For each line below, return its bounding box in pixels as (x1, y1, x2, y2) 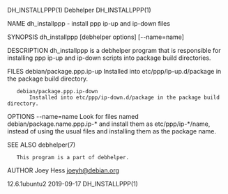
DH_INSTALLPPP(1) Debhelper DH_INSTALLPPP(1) (7, 6, 151, 14)
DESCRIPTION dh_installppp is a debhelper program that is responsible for (7, 47, 221, 54)
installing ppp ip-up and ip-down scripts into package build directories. (7, 54, 211, 62)
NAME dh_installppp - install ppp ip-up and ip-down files (7, 19, 171, 27)
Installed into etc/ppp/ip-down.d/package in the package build (29, 94, 220, 101)
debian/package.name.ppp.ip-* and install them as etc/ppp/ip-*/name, (7, 120, 211, 128)
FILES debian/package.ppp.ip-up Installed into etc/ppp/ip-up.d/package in (7, 67, 222, 75)
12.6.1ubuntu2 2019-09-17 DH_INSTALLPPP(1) (7, 180, 138, 188)
